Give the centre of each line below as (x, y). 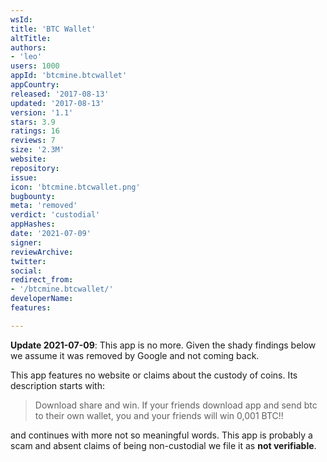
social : (26, 271)
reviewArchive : (42, 252)
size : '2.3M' (37, 150)
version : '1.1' (42, 112)
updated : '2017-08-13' (57, 103)
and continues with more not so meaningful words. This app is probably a (161, 435)
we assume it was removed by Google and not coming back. (135, 355)
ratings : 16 (35, 131)
